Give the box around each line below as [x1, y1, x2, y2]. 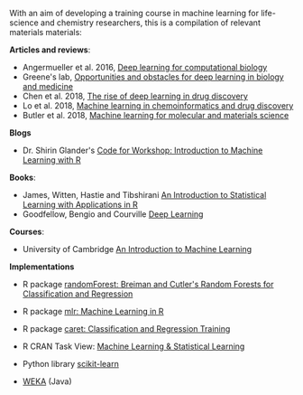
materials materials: [9, 27, 83, 37]
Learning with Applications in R [22, 199, 138, 210]
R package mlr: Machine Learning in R [22, 306, 164, 316]
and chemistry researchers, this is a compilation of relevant [40, 17, 262, 28]
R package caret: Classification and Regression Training [22, 324, 231, 334]
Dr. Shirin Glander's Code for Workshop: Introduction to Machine [22, 145, 263, 155]
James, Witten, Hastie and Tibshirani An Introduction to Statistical [22, 190, 267, 200]
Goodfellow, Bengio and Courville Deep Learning [22, 209, 204, 220]
